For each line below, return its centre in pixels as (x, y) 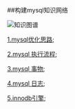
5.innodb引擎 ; (26, 98)
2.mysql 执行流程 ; (32, 54)
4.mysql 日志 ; (26, 83)
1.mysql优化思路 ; (31, 39)
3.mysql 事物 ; (26, 69)
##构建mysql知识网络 (38, 10)
